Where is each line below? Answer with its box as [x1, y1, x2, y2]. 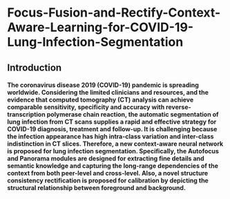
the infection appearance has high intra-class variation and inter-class [7, 133, 214, 141]
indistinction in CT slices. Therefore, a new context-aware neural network [7, 140, 224, 148]
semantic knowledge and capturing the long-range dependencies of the [7, 162, 219, 170]
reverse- [165, 103, 191, 111]
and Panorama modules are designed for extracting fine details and [7, 154, 205, 163]
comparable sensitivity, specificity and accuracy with [7, 103, 165, 111]
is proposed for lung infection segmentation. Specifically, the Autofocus [7, 147, 220, 155]
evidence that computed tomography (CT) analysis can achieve [7, 95, 194, 104]
